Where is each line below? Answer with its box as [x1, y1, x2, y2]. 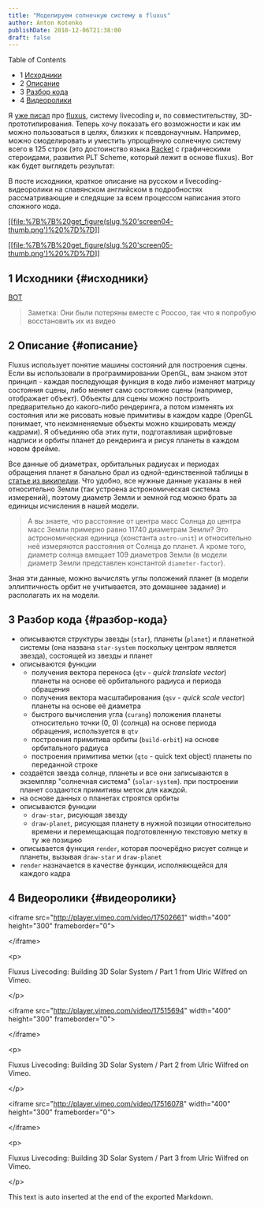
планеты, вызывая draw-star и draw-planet [19, 852, 162, 861]
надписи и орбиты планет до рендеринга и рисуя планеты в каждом [8, 435, 240, 445]
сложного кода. [8, 202, 61, 211]
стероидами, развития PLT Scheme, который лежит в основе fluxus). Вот [8, 153, 254, 162]
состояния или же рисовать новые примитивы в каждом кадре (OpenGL [8, 410, 254, 420]
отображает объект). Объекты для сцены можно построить [8, 394, 210, 403]
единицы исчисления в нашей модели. [8, 501, 139, 510]
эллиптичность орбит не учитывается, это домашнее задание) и [8, 581, 226, 591]
